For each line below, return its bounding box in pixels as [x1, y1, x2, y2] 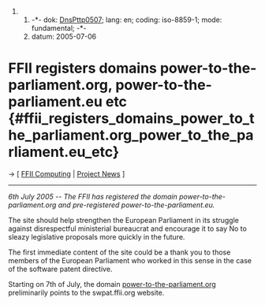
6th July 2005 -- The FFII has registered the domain [8, 192, 177, 201]
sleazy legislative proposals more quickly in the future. [8, 232, 185, 241]
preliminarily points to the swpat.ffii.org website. [8, 288, 165, 297]
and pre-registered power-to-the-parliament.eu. [58, 200, 215, 210]
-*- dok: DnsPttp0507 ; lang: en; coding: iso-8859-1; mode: [31, 15, 222, 24]
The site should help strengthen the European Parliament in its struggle [8, 215, 239, 225]
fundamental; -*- [31, 24, 87, 32]
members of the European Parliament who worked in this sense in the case [8, 255, 252, 265]
